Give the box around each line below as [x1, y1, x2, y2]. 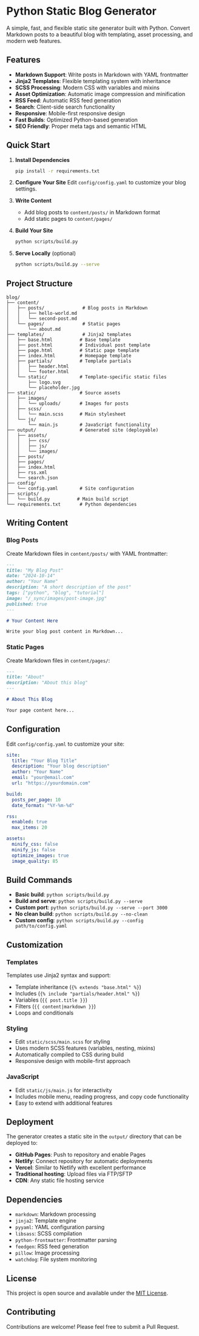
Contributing [6, 1307, 56, 1317]
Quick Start [6, 140, 50, 150]
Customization [6, 939, 64, 950]
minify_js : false [12, 846, 56, 853]
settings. [15, 185, 38, 192]
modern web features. [6, 37, 62, 44]
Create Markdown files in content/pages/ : [6, 656, 110, 664]
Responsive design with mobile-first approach [15, 1058, 130, 1065]
